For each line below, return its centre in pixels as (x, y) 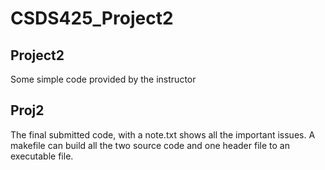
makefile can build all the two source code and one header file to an (150, 145)
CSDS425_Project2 (92, 18)
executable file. (42, 156)
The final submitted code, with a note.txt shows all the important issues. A (163, 134)
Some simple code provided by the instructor (103, 79)
